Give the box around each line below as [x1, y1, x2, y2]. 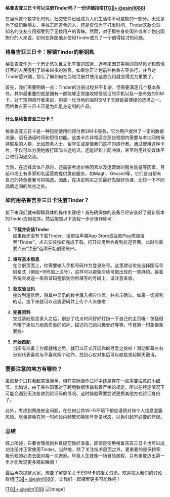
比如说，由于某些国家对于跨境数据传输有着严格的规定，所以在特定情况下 [14, 384, 165, 390]
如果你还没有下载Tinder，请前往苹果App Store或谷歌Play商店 [12, 233, 141, 239]
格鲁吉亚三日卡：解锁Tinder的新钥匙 [5, 48, 95, 55]
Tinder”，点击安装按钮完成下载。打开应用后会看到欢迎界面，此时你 [19, 239, 159, 245]
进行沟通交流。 [9, 153, 41, 159]
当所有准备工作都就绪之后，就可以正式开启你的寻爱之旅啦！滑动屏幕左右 [12, 345, 163, 351]
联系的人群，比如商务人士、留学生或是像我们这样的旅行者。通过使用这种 [9, 141, 160, 147]
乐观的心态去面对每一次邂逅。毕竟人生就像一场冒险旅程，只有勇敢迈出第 [9, 453, 160, 459]
